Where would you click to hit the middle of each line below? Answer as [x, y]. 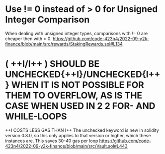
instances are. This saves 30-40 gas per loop [52, 141]
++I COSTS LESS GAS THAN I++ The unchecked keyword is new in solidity [82, 130]
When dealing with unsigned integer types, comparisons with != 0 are [77, 33]
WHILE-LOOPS [36, 117]
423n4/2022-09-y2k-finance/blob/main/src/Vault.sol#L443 [66, 146]
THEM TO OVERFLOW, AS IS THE [74, 96]
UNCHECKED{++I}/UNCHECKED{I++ [83, 75]
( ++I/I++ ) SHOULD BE [52, 64]
